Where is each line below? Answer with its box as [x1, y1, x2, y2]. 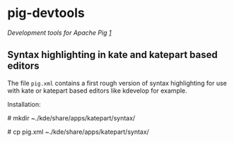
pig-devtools [7, 5, 85, 21]
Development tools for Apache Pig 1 [7, 28, 112, 37]
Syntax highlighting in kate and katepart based [7, 49, 218, 61]
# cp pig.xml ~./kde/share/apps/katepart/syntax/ [7, 127, 150, 136]
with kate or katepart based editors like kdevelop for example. [7, 86, 187, 95]
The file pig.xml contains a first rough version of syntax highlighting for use [7, 79, 228, 87]
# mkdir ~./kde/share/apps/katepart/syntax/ [7, 113, 136, 122]
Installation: [7, 100, 41, 108]
